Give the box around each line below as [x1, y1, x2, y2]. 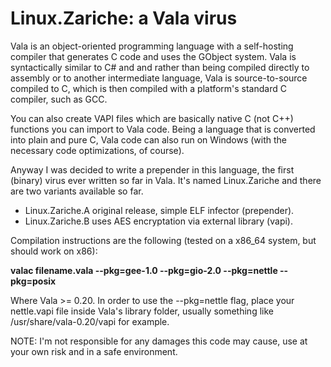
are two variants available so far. [10, 185, 144, 197]
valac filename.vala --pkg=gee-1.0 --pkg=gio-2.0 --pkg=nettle [10, 264, 278, 276]
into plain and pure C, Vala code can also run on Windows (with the [10, 133, 288, 146]
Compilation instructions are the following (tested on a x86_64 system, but [10, 234, 317, 246]
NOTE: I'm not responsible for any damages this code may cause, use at [10, 335, 308, 347]
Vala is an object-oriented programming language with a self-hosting [10, 40, 294, 52]
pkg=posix [10, 275, 57, 287]
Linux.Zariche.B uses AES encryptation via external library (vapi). [24, 215, 293, 227]
